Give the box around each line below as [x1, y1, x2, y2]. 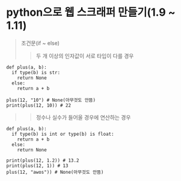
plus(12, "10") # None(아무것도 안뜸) [6, 97, 96, 103]
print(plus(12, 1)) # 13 [6, 162, 69, 169]
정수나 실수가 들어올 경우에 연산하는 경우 [35, 113, 131, 121]
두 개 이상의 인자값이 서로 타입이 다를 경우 [35, 52, 134, 59]
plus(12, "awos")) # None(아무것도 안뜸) [6, 169, 104, 175]
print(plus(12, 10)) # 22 [6, 102, 71, 109]
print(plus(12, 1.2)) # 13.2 [6, 157, 79, 164]
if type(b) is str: [11, 69, 61, 75]
